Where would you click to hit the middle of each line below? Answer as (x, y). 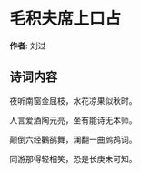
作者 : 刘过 (28, 46)
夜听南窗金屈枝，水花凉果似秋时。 (73, 100)
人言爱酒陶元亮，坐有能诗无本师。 (73, 120)
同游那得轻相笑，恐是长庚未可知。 (73, 158)
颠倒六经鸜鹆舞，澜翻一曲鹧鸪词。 (73, 139)
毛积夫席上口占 (65, 19)
